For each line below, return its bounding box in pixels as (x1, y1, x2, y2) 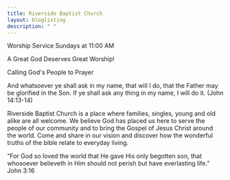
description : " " (7, 23, 57, 30)
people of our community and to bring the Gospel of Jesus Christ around (7, 124, 214, 133)
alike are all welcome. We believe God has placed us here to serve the (7, 117, 205, 125)
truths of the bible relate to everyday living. (7, 139, 129, 147)
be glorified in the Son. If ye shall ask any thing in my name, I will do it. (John (7, 89, 224, 97)
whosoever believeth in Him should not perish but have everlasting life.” (7, 159, 210, 168)
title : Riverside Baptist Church (7, 10, 103, 17)
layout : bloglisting (7, 16, 67, 23)
